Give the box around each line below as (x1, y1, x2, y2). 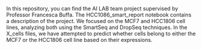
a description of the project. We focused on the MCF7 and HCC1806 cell (6, 18, 185, 24)
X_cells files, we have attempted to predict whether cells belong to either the (6, 30, 196, 37)
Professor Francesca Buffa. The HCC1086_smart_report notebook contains (6, 11, 192, 18)
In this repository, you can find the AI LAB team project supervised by (6, 5, 179, 12)
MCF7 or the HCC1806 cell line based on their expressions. (6, 37, 153, 43)
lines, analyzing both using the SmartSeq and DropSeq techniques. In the (6, 24, 188, 31)
